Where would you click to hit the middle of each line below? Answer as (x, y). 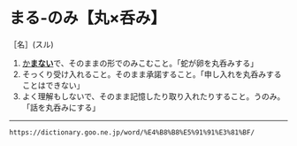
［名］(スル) (32, 44)
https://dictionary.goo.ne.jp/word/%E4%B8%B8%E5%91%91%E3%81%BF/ (132, 132)
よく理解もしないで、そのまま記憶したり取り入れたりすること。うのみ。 (153, 96)
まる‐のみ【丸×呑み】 (88, 18)
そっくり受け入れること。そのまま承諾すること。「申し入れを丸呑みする (152, 74)
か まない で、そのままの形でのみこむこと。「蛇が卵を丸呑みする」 (140, 63)
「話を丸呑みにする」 (61, 107)
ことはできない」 (53, 85)
